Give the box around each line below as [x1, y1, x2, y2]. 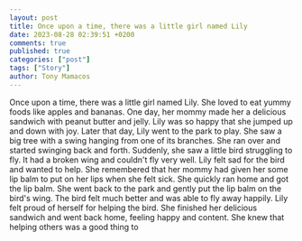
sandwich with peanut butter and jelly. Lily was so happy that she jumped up [9, 116, 293, 126]
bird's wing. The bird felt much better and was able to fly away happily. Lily [9, 192, 288, 203]
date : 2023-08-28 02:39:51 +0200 [9, 30, 135, 39]
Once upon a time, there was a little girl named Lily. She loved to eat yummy [9, 97, 291, 107]
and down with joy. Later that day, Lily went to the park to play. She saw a [9, 125, 282, 136]
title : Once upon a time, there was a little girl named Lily [9, 22, 248, 31]
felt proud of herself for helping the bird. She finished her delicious [9, 202, 258, 213]
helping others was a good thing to [9, 221, 139, 232]
